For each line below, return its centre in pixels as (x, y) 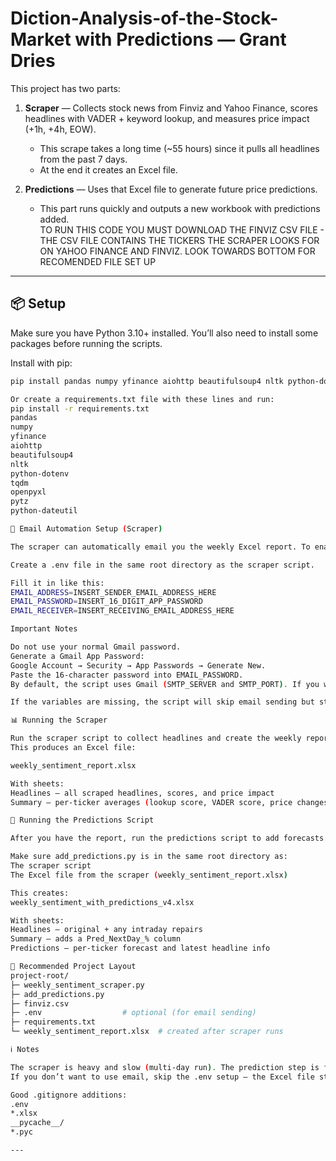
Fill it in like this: (57, 583)
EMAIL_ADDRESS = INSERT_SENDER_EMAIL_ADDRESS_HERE (113, 592)
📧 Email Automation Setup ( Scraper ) (86, 529)
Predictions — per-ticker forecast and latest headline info (140, 948)
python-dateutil (44, 511)
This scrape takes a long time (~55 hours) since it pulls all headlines (179, 148)
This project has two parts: (65, 88)
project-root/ (40, 975)
